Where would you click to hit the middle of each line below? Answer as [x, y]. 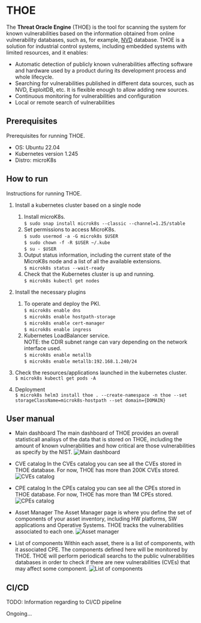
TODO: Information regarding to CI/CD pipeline [64, 602]
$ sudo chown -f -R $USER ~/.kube [67, 243]
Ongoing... [19, 614]
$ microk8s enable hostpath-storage [70, 317]
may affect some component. [51, 569]
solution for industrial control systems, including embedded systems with [97, 46]
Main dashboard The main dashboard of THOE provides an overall [97, 433]
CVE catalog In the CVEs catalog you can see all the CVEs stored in [98, 464]
